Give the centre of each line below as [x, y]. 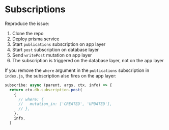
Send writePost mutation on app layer [52, 55]
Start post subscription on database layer [55, 49]
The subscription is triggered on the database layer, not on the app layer [88, 60]
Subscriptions [35, 9]
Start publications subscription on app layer [59, 44]
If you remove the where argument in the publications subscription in [77, 70]
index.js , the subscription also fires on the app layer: [61, 75]
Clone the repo [28, 33]
